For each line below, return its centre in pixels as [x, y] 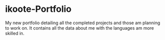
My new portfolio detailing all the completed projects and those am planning [83, 23]
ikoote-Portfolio [38, 9]
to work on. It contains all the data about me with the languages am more [80, 28]
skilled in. [15, 33]
